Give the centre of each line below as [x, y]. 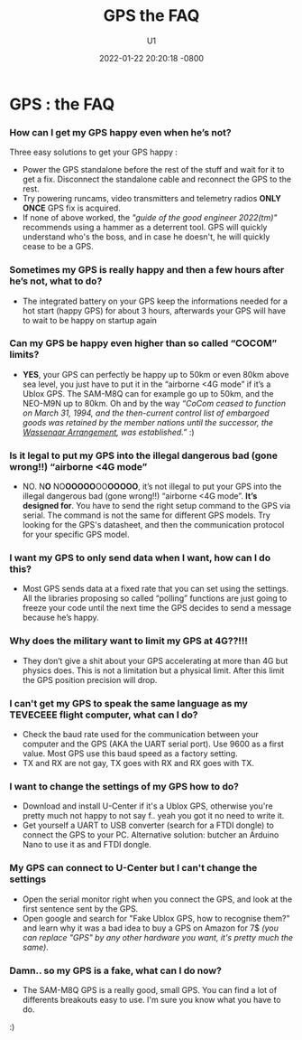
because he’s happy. [60, 618]
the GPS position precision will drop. [90, 679]
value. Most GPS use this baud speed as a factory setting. [130, 754]
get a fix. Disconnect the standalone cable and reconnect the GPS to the [156, 179]
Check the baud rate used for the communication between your [140, 735]
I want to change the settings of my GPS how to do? [124, 786]
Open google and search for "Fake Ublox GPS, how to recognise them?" [156, 918]
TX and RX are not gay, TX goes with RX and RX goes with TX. [138, 764]
